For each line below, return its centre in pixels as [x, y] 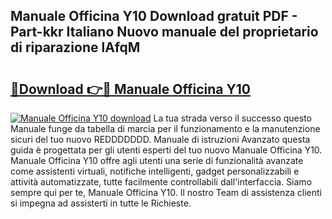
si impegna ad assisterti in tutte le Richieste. [101, 203]
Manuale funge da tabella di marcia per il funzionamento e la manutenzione [165, 128]
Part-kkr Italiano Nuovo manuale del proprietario [164, 32]
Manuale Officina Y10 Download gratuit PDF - [154, 16]
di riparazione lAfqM [75, 47]
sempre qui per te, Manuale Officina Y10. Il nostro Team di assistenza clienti [166, 192]
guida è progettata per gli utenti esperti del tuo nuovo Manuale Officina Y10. [166, 150]
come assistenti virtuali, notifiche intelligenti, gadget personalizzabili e [155, 171]
